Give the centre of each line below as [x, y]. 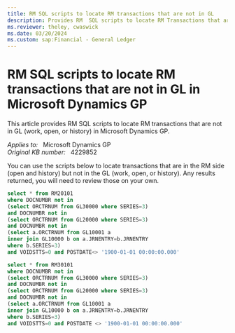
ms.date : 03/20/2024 [37, 33]
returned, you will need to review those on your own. [83, 181]
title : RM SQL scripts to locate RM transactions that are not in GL [111, 14]
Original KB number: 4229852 [52, 152]
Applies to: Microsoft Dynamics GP [59, 145]
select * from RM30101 [40, 265]
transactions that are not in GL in [104, 89]
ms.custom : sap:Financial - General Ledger [72, 40]
